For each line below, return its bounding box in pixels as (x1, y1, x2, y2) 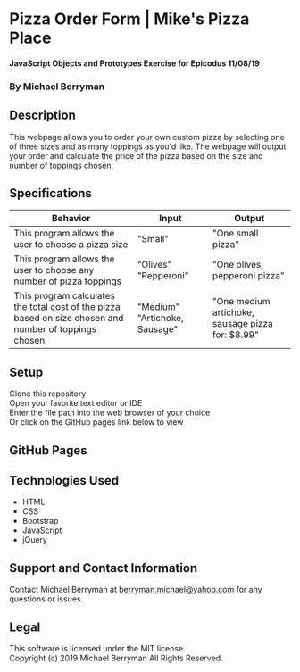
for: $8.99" (212, 328, 259, 341)
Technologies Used (9, 473, 119, 488)
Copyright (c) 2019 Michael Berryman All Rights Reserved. (9, 652, 223, 663)
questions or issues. (9, 593, 84, 604)
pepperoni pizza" (212, 270, 285, 282)
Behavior (52, 212, 91, 225)
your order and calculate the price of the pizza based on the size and (9, 150, 263, 161)
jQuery (21, 535, 47, 545)
